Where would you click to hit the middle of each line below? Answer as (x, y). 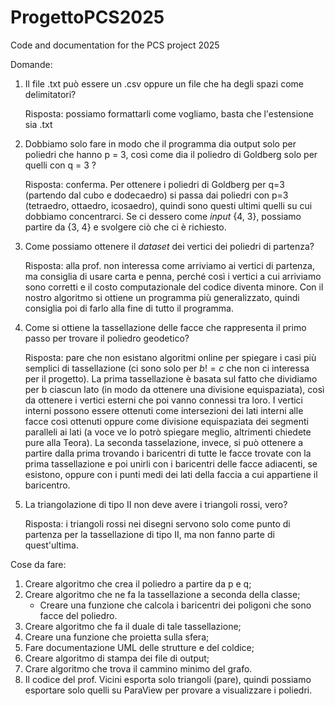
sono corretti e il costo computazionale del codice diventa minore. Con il (174, 287)
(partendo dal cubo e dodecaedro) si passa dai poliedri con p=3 (156, 195)
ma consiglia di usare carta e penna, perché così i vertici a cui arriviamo (173, 276)
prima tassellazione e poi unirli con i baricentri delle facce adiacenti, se (171, 463)
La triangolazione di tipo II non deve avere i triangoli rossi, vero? (156, 504)
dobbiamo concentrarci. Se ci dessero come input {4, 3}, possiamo (163, 216)
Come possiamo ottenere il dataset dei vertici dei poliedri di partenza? (169, 246)
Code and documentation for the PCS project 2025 (115, 45)
